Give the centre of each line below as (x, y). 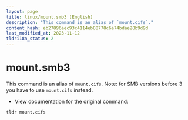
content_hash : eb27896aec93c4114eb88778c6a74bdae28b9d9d (77, 28)
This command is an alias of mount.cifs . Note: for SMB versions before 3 (94, 84)
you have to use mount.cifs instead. (50, 90)
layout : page (22, 11)
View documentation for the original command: (71, 101)
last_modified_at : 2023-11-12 (43, 33)
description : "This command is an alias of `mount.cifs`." (80, 22)
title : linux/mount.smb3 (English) (50, 17)
